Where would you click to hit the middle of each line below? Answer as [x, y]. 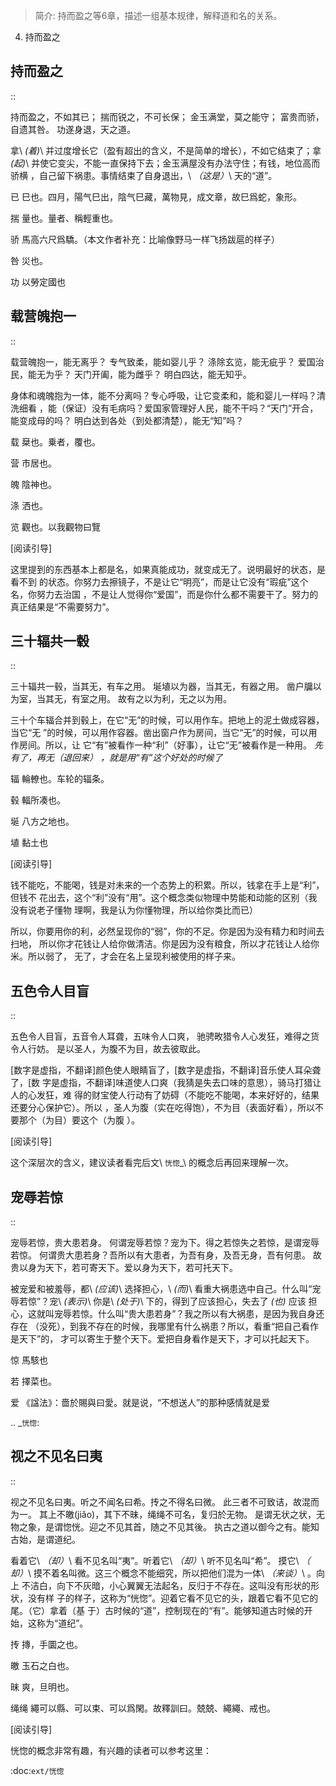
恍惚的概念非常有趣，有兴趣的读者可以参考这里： [111, 1750]
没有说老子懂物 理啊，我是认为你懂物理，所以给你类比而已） [134, 910]
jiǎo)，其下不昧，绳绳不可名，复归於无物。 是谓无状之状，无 [201, 1514]
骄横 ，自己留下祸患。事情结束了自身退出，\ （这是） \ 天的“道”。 [144, 175]
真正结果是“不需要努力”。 [62, 606]
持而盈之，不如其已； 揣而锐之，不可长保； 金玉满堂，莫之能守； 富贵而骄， [167, 116]
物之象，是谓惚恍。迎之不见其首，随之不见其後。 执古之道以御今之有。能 [160, 1526]
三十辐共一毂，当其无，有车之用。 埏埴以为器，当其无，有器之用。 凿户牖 [161, 686]
